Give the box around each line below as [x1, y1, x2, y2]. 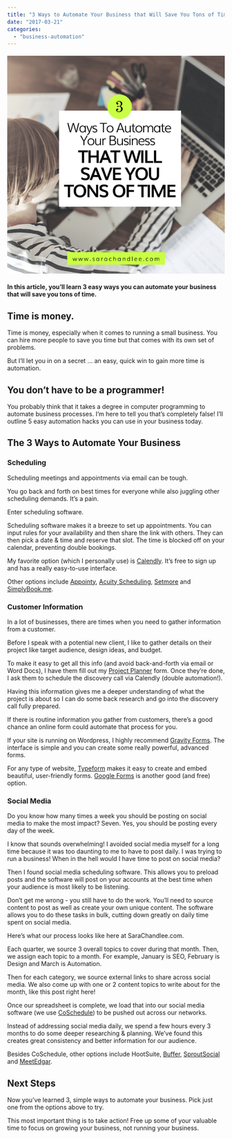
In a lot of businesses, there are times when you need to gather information [7, 618, 221, 626]
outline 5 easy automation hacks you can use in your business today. [7, 417, 204, 425]
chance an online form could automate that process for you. [7, 723, 178, 731]
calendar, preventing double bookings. [7, 543, 117, 551]
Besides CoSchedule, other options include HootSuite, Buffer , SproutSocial [7, 1050, 220, 1058]
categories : [7, 26, 41, 33]
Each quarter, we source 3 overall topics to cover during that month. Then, [7, 945, 219, 954]
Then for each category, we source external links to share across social [7, 973, 211, 981]
